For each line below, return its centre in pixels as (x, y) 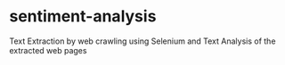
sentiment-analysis (83, 16)
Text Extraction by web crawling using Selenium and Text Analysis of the (142, 41)
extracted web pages (48, 50)
